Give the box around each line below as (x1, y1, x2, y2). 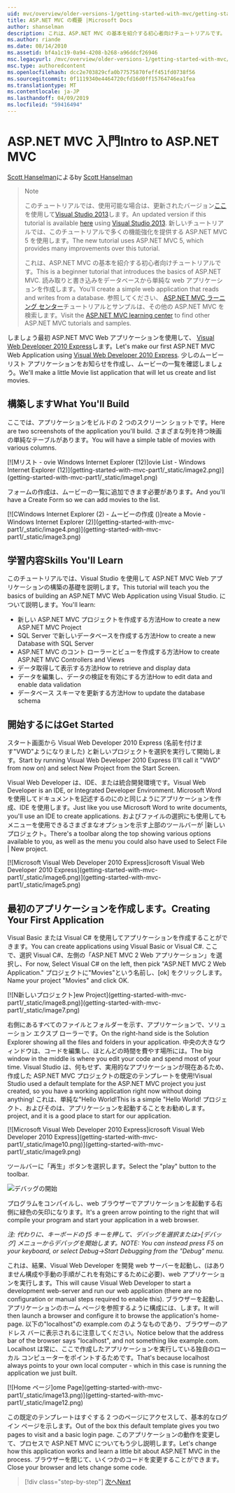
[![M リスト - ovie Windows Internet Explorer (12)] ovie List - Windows (7, 457, 206, 466)
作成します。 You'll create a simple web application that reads (43, 285, 219, 293)
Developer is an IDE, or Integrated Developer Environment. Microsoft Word (7, 786, 222, 794)
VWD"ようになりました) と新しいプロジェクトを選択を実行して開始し (16, 748, 215, 756)
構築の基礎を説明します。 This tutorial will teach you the (50, 583, 210, 592)
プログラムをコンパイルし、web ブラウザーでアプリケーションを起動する (7, 1199, 217, 1208)
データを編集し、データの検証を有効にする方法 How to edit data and (17, 673, 213, 681)
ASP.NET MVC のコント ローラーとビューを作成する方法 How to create (17, 648, 220, 656)
